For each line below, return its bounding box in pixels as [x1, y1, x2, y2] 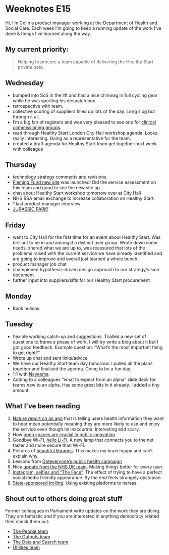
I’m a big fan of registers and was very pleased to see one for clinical [12, 119, 156, 125]
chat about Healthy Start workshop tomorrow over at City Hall [12, 190, 141, 196]
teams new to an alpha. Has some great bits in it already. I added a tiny [12, 381, 160, 388]
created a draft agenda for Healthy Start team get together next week [12, 140, 157, 147]
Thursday [5, 160, 37, 169]
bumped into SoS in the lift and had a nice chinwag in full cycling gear [12, 92, 158, 98]
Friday [5, 221, 26, 229]
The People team [12, 528, 48, 534]
